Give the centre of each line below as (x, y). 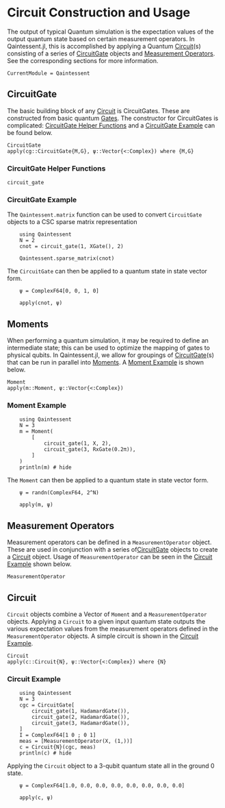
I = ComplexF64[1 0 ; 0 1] (58, 735)
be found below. (30, 132)
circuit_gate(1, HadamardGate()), (81, 711)
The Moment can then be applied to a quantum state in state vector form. (108, 480)
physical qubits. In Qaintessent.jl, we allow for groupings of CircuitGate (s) (110, 355)
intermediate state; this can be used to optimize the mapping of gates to (109, 348)
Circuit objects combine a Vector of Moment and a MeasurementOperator (107, 614)
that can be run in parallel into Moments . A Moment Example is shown (105, 363)
